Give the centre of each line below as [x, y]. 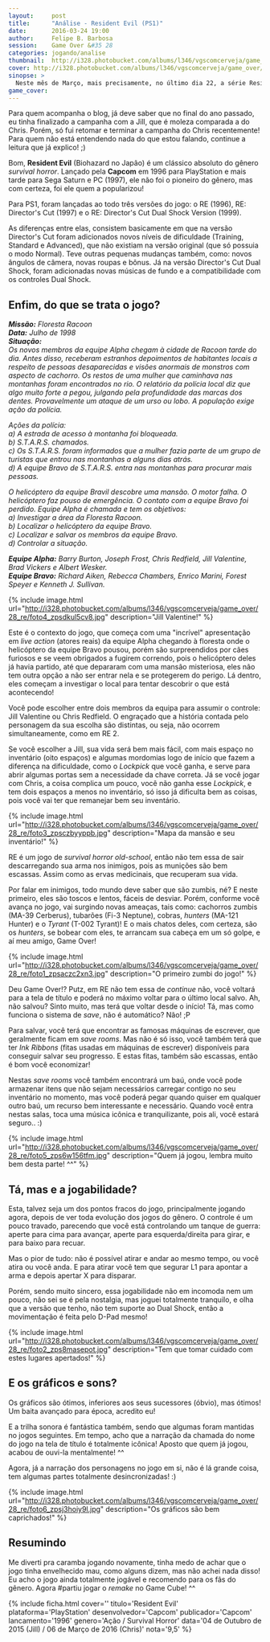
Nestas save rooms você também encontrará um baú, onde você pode [125, 1080]
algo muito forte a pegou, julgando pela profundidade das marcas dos [125, 393]
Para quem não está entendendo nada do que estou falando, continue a [127, 139]
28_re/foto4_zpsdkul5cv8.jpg [57, 617]
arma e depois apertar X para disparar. [72, 1276]
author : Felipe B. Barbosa [61, 38]
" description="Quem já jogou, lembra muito [180, 1156]
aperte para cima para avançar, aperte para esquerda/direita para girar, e [129, 1234]
